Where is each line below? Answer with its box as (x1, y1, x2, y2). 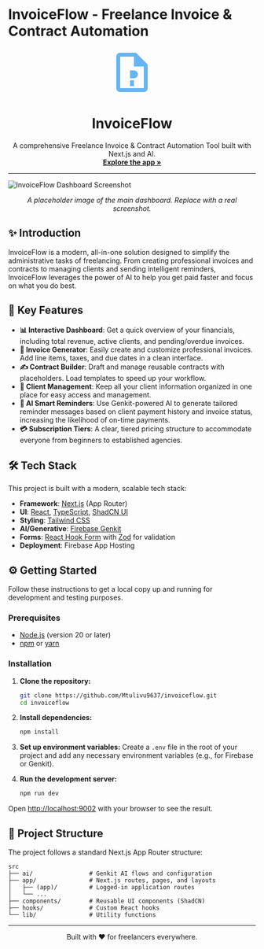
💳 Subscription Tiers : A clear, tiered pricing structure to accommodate (19, 423, 252, 434)
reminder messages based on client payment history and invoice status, (19, 407, 253, 416)
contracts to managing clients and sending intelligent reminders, (8, 264, 216, 273)
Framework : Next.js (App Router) (19, 499, 128, 508)
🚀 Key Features (8, 304, 84, 317)
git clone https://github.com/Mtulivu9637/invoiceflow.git (19, 691, 218, 700)
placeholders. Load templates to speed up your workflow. (19, 373, 207, 382)
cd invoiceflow (19, 699, 70, 707)
